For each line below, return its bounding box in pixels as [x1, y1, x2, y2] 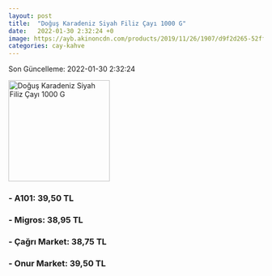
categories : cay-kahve [8, 42, 85, 50]
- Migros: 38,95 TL [8, 214, 83, 225]
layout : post [8, 11, 53, 20]
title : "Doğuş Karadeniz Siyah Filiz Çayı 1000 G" [8, 19, 186, 28]
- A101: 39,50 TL [8, 193, 74, 204]
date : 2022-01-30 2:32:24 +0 [8, 27, 114, 35]
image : [8, 34, 31, 43]
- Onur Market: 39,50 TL [8, 257, 107, 269]
